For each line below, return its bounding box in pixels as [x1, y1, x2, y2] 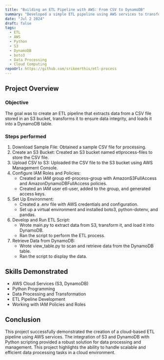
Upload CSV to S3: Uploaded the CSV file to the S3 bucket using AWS [12, 160, 153, 166]
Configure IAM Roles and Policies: [12, 170, 81, 176]
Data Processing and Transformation [12, 291, 86, 297]
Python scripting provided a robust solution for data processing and [5, 339, 142, 345]
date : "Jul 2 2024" [5, 16, 45, 21]
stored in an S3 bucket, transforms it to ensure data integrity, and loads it [5, 116, 152, 121]
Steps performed [5, 133, 46, 140]
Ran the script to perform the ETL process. [19, 232, 105, 238]
